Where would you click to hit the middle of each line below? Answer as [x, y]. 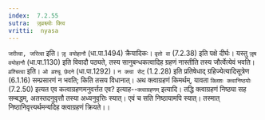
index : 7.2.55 [34, 16]
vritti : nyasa [34, 30]
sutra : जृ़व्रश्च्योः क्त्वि [37, 23]
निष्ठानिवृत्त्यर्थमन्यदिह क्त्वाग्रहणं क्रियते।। [59, 107]
